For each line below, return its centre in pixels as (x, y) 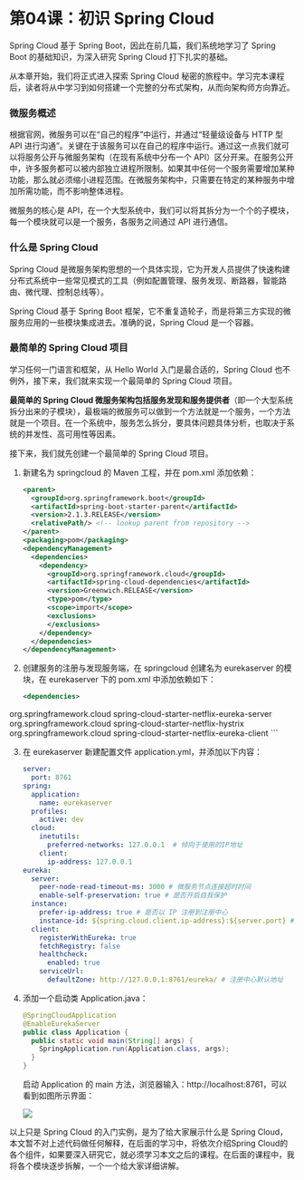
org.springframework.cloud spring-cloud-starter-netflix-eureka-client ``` (144, 733)
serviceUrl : (62, 972)
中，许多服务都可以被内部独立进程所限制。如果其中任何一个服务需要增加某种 (152, 169)
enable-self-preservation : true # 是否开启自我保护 (133, 895)
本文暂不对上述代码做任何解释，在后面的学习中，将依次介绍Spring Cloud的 (149, 1144)
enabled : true (73, 963)
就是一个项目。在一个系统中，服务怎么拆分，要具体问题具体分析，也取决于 (148, 422)
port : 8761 (52, 778)
